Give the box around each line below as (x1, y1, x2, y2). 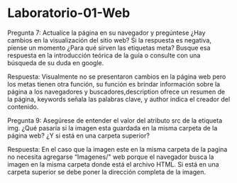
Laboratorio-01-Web (7, 5, 131, 21)
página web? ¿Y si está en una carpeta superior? (7, 131, 150, 140)
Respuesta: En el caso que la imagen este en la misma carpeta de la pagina (7, 145, 228, 153)
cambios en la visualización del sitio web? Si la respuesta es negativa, (7, 35, 211, 44)
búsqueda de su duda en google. (7, 58, 104, 67)
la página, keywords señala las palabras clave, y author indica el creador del (7, 94, 231, 104)
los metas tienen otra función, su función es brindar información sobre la (7, 79, 221, 88)
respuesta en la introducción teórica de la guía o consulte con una (7, 51, 201, 60)
